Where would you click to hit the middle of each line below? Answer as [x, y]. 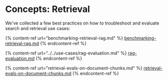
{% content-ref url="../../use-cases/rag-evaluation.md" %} [66, 53]
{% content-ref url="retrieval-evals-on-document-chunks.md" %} [74, 68]
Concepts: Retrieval [48, 9]
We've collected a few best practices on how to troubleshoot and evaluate [82, 23]
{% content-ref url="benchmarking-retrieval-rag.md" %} [64, 38]
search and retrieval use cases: [38, 28]
